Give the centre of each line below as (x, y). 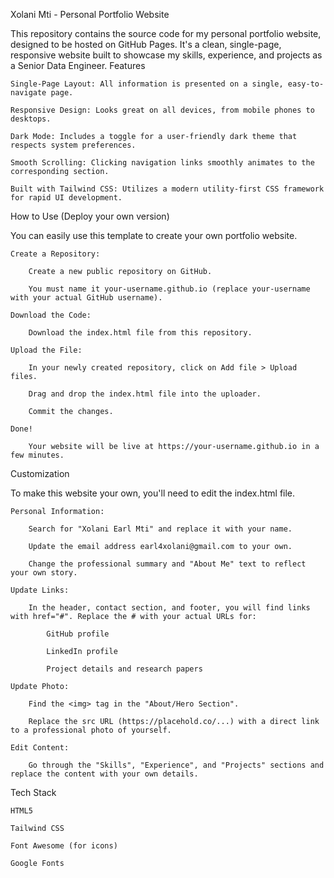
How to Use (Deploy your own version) (90, 216)
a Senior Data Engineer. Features (78, 65)
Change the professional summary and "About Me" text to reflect (167, 564)
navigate (28, 93)
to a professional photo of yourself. (91, 730)
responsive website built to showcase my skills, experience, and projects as (166, 55)
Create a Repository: (55, 254)
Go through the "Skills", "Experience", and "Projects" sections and (176, 765)
